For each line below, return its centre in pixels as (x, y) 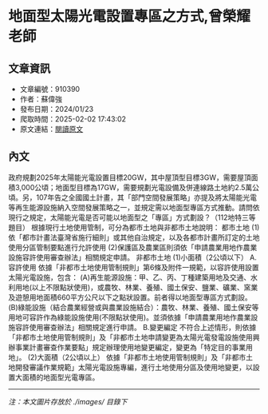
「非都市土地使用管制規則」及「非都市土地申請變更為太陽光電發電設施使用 (130, 337)
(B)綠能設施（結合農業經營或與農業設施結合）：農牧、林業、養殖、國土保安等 (134, 307)
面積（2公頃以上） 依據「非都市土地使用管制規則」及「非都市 (145, 357)
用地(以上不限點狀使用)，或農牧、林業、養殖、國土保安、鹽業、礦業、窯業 (136, 287)
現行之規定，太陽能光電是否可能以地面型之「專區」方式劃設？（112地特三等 (132, 217)
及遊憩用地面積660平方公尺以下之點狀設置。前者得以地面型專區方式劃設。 (130, 297)
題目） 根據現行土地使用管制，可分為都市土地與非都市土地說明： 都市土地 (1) (134, 227)
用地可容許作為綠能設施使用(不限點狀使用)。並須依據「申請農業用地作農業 (130, 317)
